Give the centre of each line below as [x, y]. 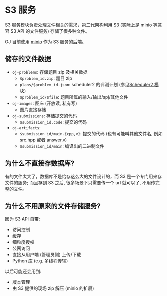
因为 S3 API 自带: [23, 219]
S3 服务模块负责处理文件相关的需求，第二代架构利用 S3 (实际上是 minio [79, 25]
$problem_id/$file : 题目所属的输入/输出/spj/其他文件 [74, 97]
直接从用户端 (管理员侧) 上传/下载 [47, 255]
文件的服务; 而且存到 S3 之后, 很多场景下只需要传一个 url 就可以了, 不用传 [80, 182]
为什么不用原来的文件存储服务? [53, 206]
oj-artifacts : [26, 127]
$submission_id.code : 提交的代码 [53, 122]
